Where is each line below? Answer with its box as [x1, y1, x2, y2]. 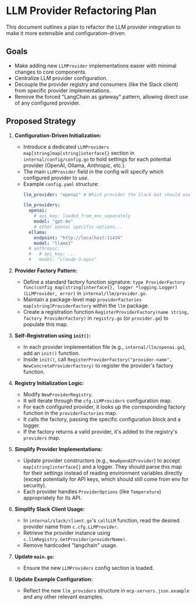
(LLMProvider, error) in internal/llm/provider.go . [23, 290, 148, 297]
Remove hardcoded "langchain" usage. [23, 542, 118, 549]
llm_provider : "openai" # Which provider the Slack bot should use [23, 192, 191, 198]
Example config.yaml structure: [23, 180, 99, 188]
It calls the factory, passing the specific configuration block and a [23, 416, 181, 423]
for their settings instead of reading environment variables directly [23, 469, 183, 477]
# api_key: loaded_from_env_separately [34, 213, 131, 219]
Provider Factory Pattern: [14, 267, 78, 274]
